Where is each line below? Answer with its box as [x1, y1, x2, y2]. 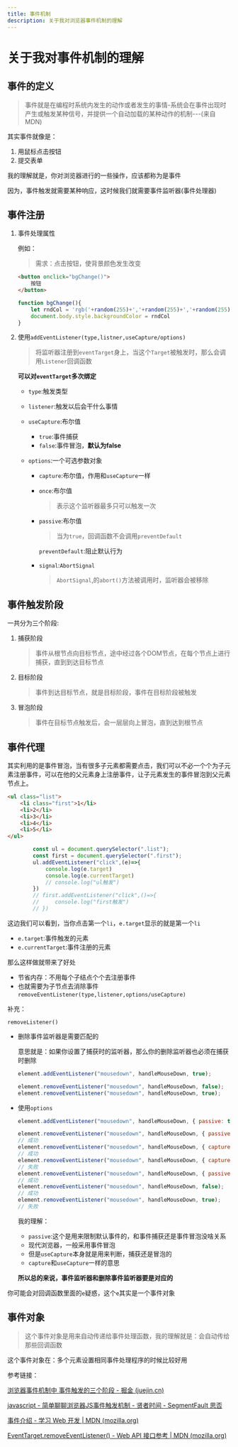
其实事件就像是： [7, 132, 57, 141]
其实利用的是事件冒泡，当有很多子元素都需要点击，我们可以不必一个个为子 [7, 762, 225, 770]
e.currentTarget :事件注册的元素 [17, 943, 111, 951]
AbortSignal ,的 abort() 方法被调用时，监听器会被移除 [56, 576, 209, 585]
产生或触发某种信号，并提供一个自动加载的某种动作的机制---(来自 [24, 109, 216, 118]
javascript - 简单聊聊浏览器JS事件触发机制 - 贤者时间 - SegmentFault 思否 [7, 1401, 223, 1409]
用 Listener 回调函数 [35, 357, 92, 366]
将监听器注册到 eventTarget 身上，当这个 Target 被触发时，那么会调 [35, 348, 227, 357]
